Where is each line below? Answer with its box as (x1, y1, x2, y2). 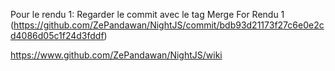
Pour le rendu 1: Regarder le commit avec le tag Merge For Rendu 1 (10, 9, 285, 20)
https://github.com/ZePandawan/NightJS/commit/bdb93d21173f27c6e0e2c (13, 19, 325, 31)
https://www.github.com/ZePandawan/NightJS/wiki (10, 49, 223, 61)
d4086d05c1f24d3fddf (10, 30, 105, 41)
